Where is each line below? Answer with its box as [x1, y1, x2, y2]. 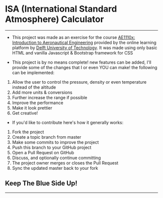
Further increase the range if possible [12, 94, 87, 100]
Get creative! [12, 110, 38, 116]
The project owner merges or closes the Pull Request [12, 160, 119, 166]
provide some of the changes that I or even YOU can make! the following [12, 64, 158, 70]
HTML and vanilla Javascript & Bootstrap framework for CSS [12, 50, 133, 55]
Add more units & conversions [12, 89, 73, 95]
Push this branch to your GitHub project [12, 144, 92, 150]
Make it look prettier [12, 105, 52, 110]
